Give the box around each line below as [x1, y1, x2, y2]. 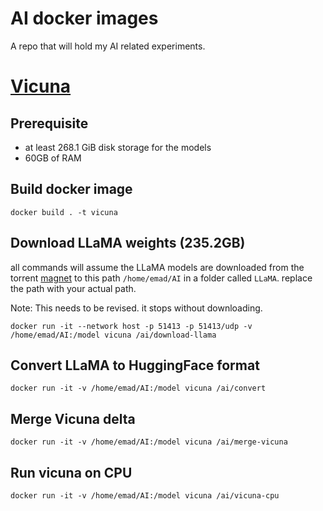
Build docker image [10, 181, 133, 198]
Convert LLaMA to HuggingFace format [10, 357, 260, 374]
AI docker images [10, 7, 159, 30]
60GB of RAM [24, 152, 82, 164]
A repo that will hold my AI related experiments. [10, 40, 206, 52]
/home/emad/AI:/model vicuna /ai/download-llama [10, 330, 217, 340]
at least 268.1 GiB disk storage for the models [24, 141, 212, 153]
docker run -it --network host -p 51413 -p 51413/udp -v [10, 321, 253, 331]
